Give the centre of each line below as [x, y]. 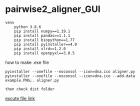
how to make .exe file [27, 62]
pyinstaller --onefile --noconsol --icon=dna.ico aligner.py [70, 71]
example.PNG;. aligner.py [32, 80]
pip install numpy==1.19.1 [42, 31]
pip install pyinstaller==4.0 [46, 44]
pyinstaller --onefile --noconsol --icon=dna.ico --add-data [70, 76]
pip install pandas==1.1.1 [42, 35]
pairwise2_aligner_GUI [53, 9]
